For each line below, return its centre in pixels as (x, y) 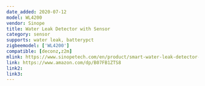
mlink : (15, 57)
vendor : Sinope (26, 23)
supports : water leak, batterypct (50, 40)
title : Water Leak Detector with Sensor (59, 29)
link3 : (15, 74)
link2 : (15, 68)
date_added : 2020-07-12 (37, 12)
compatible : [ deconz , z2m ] (39, 51)
